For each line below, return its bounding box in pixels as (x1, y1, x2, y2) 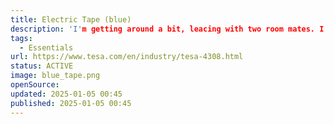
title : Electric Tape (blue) (10, 14, 132, 25)
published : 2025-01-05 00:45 (10, 98, 132, 108)
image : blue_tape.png (10, 71, 101, 81)
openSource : (10, 80, 60, 90)
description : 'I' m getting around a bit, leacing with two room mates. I (10, 24, 325, 34)
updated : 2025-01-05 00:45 (10, 89, 123, 99)
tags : (10, 33, 33, 43)
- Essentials (19, 42, 74, 53)
